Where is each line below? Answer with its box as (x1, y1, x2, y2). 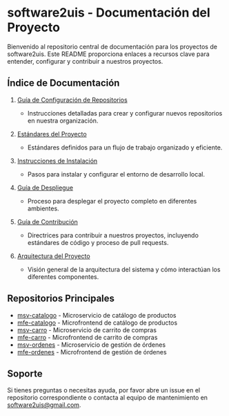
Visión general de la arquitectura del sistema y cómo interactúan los (27, 265, 221, 273)
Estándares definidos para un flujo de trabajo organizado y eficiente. (27, 143, 223, 152)
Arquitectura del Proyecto (17, 251, 91, 260)
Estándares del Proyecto (17, 129, 88, 138)
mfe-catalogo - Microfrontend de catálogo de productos (17, 318, 178, 327)
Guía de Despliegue (17, 183, 74, 192)
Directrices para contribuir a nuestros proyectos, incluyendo (27, 230, 199, 239)
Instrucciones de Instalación (17, 156, 98, 165)
